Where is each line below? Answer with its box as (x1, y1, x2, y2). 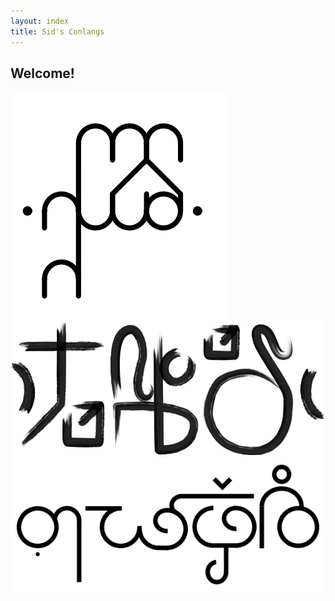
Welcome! (10, 65, 75, 82)
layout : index (10, 16, 70, 26)
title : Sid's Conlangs (10, 26, 105, 37)
